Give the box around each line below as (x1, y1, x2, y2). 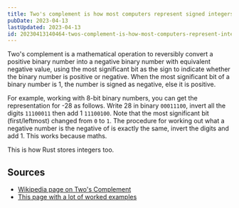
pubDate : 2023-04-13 (7, 17, 69, 24)
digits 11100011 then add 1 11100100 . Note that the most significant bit (7, 109, 210, 118)
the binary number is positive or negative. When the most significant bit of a (7, 73, 230, 81)
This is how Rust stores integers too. (7, 145, 115, 154)
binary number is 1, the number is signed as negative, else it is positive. (7, 80, 216, 89)
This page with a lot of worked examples (17, 193, 137, 202)
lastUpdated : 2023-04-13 (7, 24, 81, 31)
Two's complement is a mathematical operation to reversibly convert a (7, 50, 213, 58)
